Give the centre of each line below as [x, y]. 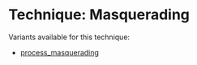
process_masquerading [60, 52]
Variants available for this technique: [69, 37]
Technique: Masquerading [99, 15]
